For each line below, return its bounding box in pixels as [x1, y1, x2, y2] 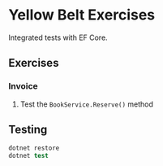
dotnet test [8, 152, 49, 160]
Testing [8, 123, 48, 137]
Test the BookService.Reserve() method [19, 99, 154, 109]
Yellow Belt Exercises [8, 6, 156, 24]
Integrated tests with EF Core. [8, 33, 108, 42]
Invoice [8, 81, 38, 92]
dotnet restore [8, 144, 60, 152]
